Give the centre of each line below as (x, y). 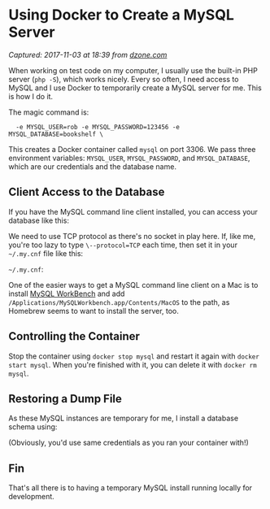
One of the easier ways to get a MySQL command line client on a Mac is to (133, 285)
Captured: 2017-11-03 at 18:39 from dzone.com (88, 54)
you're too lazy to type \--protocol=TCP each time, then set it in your (123, 245)
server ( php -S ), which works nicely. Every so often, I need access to (124, 79)
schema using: (33, 427)
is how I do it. (31, 96)
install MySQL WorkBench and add (67, 294)
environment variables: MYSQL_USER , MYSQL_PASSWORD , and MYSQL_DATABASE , (129, 158)
